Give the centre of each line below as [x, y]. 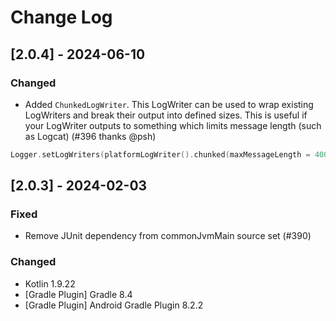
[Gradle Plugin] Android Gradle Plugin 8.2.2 [114, 305]
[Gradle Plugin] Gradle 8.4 [78, 294]
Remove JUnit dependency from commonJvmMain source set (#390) [168, 236]
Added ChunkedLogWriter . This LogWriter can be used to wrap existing [169, 104]
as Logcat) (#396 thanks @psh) [90, 136]
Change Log [61, 17]
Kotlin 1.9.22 [50, 283]
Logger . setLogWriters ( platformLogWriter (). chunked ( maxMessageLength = [160, 154]
